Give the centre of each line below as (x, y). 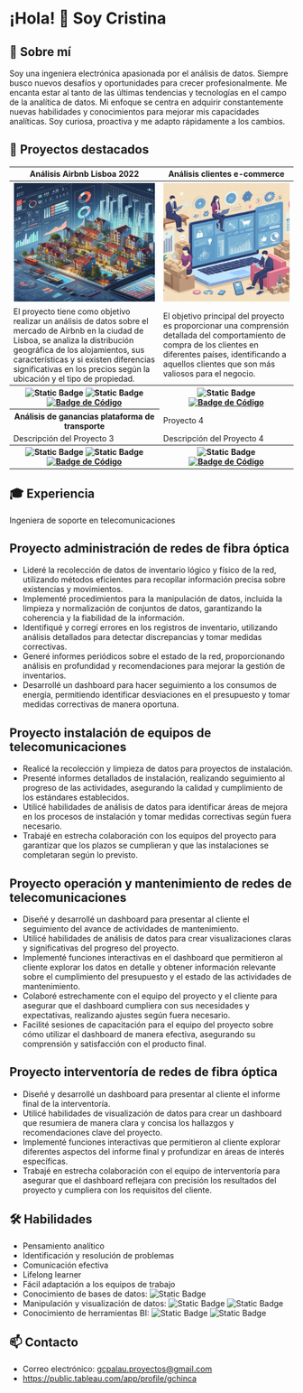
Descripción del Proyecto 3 (64, 438)
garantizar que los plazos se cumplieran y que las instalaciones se (145, 845)
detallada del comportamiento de (224, 335)
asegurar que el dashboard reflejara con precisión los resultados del (149, 1180)
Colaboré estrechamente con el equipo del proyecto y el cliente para (150, 996)
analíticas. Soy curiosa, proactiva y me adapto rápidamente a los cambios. (147, 121)
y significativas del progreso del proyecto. (101, 948)
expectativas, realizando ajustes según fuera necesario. (126, 1016)
